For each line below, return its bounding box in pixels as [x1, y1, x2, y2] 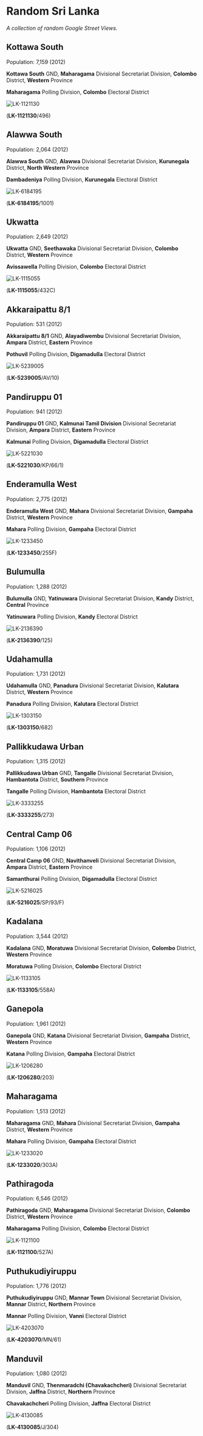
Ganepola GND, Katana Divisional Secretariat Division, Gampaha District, [6, 1032, 190, 1039]
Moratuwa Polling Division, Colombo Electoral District [6, 962, 142, 970]
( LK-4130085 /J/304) [6, 1423, 59, 1431]
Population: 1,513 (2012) [6, 1107, 66, 1115]
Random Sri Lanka [6, 4, 100, 18]
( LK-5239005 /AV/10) [6, 374, 60, 382]
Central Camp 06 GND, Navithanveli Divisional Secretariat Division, [6, 857, 176, 864]
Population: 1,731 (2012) [6, 670, 66, 678]
